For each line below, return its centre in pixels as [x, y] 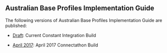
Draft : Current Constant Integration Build [54, 35]
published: [16, 25]
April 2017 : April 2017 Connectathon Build [55, 45]
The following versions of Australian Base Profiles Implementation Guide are [84, 20]
